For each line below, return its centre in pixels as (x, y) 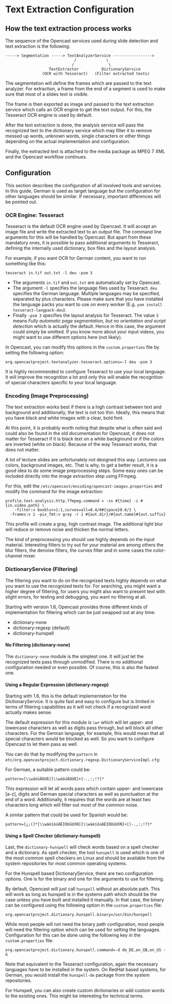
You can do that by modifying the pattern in (52, 754)
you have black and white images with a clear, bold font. (64, 418)
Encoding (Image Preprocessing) (47, 396)
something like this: (26, 264)
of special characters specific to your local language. (61, 383)
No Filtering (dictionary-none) (38, 645)
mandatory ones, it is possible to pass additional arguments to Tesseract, (82, 243)
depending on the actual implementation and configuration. (68, 141)
